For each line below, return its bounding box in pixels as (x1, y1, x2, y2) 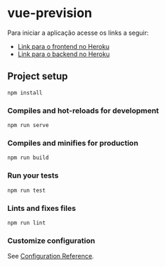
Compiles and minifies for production (7, 138, 138, 148)
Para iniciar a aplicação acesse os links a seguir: (7, 28, 149, 37)
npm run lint (7, 219, 46, 227)
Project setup (7, 70, 69, 82)
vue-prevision (7, 5, 92, 21)
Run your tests (7, 170, 59, 180)
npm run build (7, 154, 50, 161)
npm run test (7, 187, 46, 194)
